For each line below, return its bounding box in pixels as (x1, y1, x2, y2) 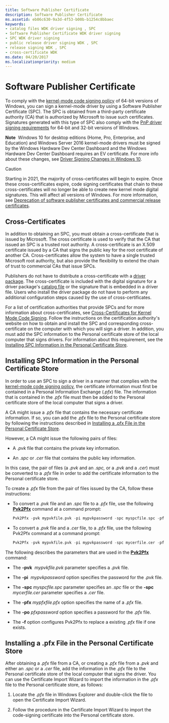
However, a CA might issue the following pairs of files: (5, 435, 118, 441)
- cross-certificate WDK (5, 50, 58, 55)
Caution (5, 166, 22, 172)
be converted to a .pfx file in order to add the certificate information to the (5, 470, 159, 476)
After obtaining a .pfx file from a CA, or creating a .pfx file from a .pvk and (5, 660, 159, 666)
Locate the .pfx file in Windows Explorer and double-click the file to (12, 692, 153, 698)
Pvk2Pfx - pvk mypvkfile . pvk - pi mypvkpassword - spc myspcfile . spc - (12, 515, 160, 521)
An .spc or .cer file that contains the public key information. (12, 454, 136, 461)
